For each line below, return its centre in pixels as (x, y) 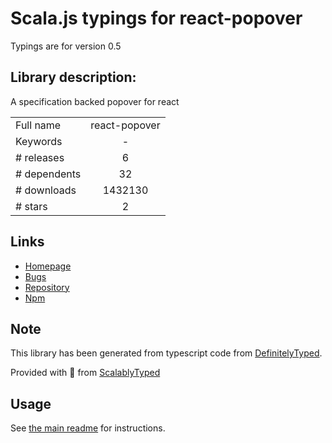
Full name (38, 125)
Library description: (73, 77)
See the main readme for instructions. (88, 428)
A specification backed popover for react (95, 101)
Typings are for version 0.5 (66, 46)
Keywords (39, 141)
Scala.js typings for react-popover (156, 18)
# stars (31, 206)
